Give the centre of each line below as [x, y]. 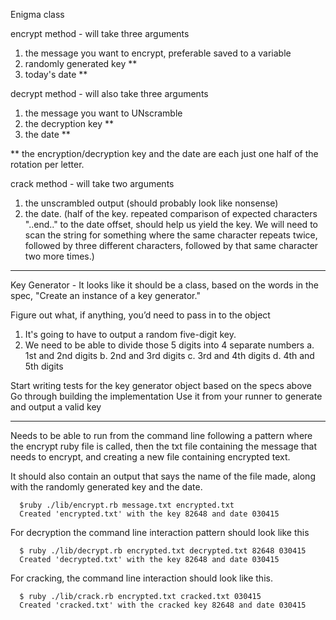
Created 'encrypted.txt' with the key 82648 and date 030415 [149, 514]
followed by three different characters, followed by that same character [171, 245]
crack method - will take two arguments [92, 183]
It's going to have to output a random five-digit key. [130, 334]
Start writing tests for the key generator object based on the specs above [161, 385]
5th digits [44, 366]
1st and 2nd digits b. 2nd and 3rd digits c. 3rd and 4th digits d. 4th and [169, 355]
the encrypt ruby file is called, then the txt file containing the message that [164, 446]
